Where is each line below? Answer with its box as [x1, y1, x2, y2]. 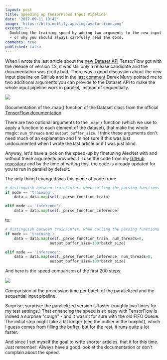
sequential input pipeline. [5, 293, 57, 299]
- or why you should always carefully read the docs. [9, 35, 124, 40]
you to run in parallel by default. [5, 166, 71, 172]
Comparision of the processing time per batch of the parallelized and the [5, 288, 155, 294]
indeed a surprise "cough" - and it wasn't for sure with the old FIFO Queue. [5, 313, 160, 319]
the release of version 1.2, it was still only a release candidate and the [5, 63, 148, 69]
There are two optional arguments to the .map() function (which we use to [5, 119, 157, 125]
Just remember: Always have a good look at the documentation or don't [5, 344, 153, 350]
